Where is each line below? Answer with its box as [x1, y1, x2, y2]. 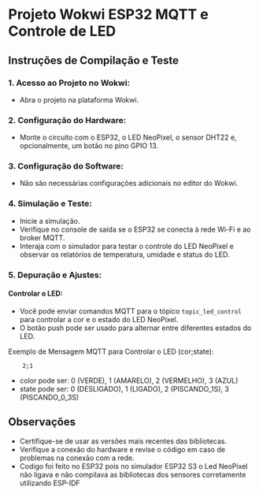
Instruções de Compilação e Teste [8, 54, 179, 67]
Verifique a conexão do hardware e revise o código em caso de [19, 444, 226, 454]
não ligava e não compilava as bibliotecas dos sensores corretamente [19, 470, 246, 479]
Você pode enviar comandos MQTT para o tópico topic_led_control [19, 306, 242, 316]
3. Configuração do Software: [8, 161, 124, 172]
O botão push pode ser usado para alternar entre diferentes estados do [19, 323, 252, 332]
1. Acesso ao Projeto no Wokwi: [8, 77, 131, 88]
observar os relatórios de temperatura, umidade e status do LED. [19, 250, 230, 259]
